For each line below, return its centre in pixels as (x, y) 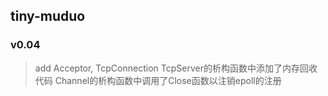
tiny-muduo (48, 16)
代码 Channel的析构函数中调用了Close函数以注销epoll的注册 (158, 80)
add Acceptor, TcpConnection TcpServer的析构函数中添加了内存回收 (176, 68)
